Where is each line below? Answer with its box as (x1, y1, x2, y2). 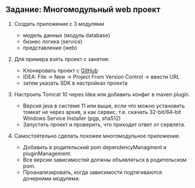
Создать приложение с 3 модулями (14, 20, 104, 27)
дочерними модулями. (22, 174, 81, 182)
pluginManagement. (22, 150, 72, 157)
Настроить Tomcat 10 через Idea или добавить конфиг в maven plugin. (14, 90, 190, 98)
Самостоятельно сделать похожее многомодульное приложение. (14, 132, 181, 139)
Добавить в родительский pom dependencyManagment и (22, 143, 167, 150)
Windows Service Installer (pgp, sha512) (22, 115, 121, 122)
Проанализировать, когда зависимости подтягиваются (22, 169, 163, 176)
